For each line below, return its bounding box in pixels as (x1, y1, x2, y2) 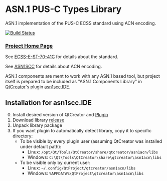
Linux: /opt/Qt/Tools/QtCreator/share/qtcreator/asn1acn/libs (27, 149, 158, 155)
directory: (12, 133, 33, 139)
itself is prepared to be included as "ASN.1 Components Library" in (5, 79, 142, 85)
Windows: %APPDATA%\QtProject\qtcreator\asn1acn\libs (27, 170, 144, 176)
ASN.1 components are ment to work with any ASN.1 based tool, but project (5, 73, 160, 79)
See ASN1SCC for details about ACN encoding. (5, 64, 102, 70)
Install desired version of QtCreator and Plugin (12, 112, 108, 118)
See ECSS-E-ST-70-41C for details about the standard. (5, 54, 119, 60)
